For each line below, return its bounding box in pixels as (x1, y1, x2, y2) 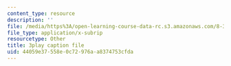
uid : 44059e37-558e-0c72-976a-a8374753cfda (7, 49, 134, 56)
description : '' (7, 16, 54, 23)
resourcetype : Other (7, 36, 67, 43)
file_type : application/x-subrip (7, 29, 103, 36)
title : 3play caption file (7, 42, 85, 49)
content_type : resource (7, 10, 76, 17)
